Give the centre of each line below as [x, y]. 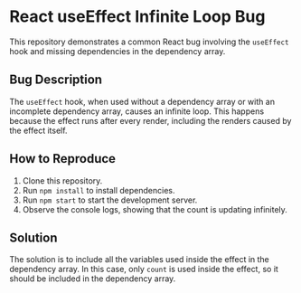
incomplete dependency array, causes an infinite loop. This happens [137, 111]
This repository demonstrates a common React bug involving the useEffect [149, 42]
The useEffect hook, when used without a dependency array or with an [142, 101]
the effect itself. [38, 130]
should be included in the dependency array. [93, 279]
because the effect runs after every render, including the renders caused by [150, 120]
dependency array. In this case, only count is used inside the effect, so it [144, 269]
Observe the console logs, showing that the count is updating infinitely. [155, 209]
